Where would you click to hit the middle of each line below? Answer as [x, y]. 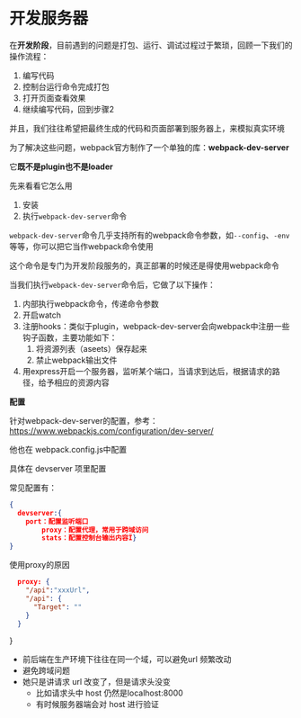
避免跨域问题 [46, 670]
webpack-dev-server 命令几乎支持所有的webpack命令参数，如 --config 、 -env [150, 235]
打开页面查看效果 [54, 98]
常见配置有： [33, 488]
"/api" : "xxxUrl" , [58, 590]
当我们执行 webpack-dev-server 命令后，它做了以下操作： [112, 284]
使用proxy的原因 [40, 565]
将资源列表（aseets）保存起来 [92, 348]
